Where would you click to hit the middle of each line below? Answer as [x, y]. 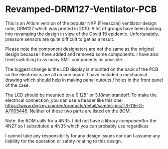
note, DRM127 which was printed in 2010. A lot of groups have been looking [83, 28]
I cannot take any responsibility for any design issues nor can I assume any [83, 135]
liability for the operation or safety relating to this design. [64, 141]
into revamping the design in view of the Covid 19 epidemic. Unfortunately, [82, 34]
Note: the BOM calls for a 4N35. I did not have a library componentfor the [81, 120]
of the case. [18, 85]
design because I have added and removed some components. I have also [82, 54]
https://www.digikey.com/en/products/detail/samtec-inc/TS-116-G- [75, 105]
